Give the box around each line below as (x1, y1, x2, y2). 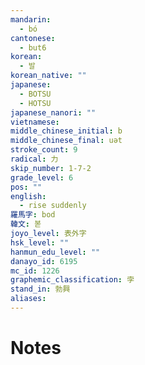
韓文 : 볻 (10, 219, 42, 230)
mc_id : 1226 (10, 266, 60, 276)
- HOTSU (19, 98, 52, 108)
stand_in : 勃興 (10, 284, 71, 295)
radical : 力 (10, 154, 59, 164)
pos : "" (10, 182, 43, 192)
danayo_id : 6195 (10, 256, 78, 266)
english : (10, 191, 47, 201)
